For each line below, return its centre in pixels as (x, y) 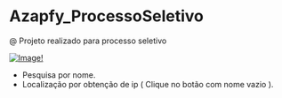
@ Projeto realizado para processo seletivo (88, 41)
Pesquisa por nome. (59, 75)
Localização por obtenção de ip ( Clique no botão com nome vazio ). (148, 84)
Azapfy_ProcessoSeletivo (107, 16)
